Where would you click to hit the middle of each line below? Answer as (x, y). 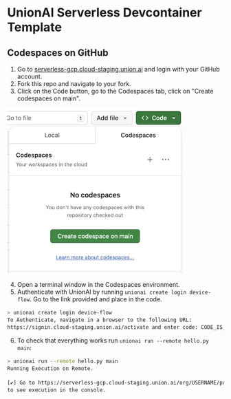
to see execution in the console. (57, 390)
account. (30, 76)
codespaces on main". (49, 98)
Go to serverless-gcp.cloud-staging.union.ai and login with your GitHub (118, 69)
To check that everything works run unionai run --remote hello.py (113, 340)
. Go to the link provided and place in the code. (96, 299)
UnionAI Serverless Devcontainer (104, 13)
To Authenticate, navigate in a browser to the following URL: (100, 320)
